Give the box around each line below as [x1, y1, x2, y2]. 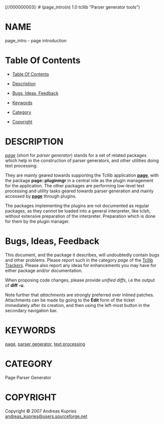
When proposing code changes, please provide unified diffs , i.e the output [5, 277, 155, 283]
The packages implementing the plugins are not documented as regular [5, 203, 149, 209]
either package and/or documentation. [5, 268, 83, 273]
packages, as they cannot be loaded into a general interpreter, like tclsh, [5, 208, 151, 213]
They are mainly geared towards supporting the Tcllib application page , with [5, 172, 159, 178]
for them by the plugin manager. [5, 218, 70, 224]
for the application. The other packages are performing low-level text [5, 182, 144, 188]
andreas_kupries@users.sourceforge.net [5, 413, 88, 419]
